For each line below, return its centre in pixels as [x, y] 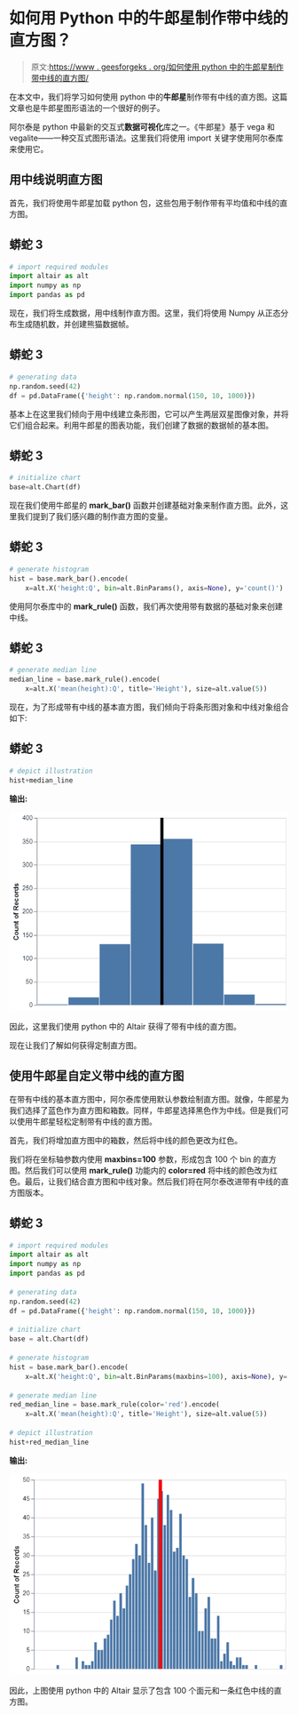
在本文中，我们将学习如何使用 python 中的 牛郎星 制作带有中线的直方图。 [141, 96]
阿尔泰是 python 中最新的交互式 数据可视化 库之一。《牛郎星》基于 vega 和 [142, 126]
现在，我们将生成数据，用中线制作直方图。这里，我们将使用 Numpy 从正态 [145, 313]
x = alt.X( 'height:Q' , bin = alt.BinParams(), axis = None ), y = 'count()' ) [154, 588]
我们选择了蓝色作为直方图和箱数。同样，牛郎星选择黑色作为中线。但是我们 [145, 1110]
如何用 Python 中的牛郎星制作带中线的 [149, 18]
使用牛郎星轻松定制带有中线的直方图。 [86, 1121]
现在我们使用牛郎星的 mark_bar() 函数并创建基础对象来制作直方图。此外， [145, 505]
